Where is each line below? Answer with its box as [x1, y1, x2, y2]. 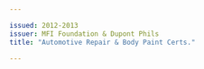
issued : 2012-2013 [9, 21, 79, 30]
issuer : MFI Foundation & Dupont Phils [9, 29, 160, 39]
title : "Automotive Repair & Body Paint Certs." [9, 38, 196, 47]
